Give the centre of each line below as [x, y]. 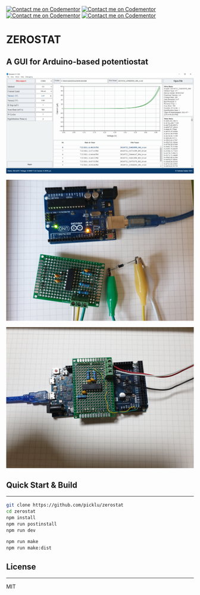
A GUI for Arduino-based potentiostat [77, 62]
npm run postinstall [32, 524]
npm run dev [21, 530]
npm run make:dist [29, 548]
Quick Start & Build [42, 485]
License [21, 567]
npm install [21, 517]
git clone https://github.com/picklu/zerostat [65, 505]
